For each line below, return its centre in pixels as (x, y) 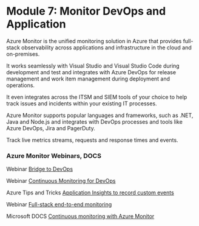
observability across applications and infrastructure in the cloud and (106, 48)
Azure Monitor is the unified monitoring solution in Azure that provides (94, 41)
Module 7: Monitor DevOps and (86, 11)
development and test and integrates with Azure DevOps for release (91, 72)
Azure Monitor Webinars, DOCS (54, 155)
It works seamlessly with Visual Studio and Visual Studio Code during (93, 66)
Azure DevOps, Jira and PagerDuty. (51, 128)
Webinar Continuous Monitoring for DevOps (61, 181)
